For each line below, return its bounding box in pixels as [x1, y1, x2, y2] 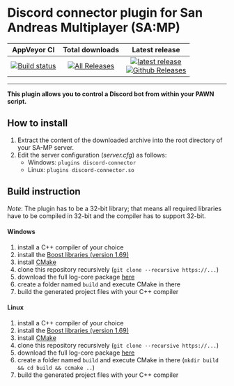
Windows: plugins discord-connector [27, 158, 136, 167]
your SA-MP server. [17, 143, 75, 151]
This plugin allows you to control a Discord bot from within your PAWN [7, 89, 214, 98]
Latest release [132, 45, 180, 54]
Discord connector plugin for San [7, 5, 203, 21]
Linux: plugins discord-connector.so [27, 165, 134, 173]
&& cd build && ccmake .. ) [17, 363, 95, 371]
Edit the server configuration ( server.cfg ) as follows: [17, 150, 167, 159]
